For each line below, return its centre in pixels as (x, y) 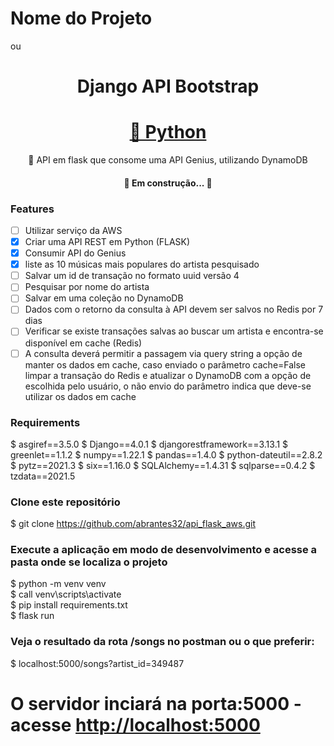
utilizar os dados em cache (80, 396)
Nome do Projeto (81, 18)
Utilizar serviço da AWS (73, 230)
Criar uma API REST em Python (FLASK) (107, 242)
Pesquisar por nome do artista (87, 287)
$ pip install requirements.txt (69, 605)
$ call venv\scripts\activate (66, 594)
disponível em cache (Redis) (83, 343)
